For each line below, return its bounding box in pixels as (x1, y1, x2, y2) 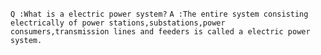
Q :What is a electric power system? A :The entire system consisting (10, 9, 309, 19)
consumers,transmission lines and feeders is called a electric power (10, 27, 311, 37)
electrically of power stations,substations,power (10, 18, 226, 28)
